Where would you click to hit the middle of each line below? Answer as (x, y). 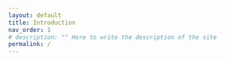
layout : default (35, 15)
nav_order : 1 (30, 30)
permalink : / (30, 44)
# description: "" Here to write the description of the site (112, 37)
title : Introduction (42, 23)
